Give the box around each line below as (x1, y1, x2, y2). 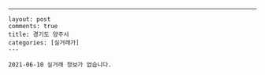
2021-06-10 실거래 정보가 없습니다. (8, 61, 112, 69)
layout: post (8, 16, 51, 23)
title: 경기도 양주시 (8, 30, 69, 38)
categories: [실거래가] (8, 39, 80, 47)
